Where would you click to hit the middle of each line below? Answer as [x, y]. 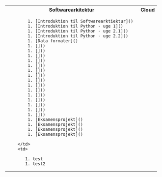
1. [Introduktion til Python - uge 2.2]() [78, 36]
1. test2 [35, 164]
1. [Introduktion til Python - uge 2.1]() [78, 31]
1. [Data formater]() [53, 41]
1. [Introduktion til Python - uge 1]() [76, 26]
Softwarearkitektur [72, 10]
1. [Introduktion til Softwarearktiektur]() [81, 21]
